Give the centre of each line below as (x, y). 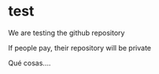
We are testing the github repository (67, 33)
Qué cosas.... (30, 63)
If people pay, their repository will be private (80, 48)
